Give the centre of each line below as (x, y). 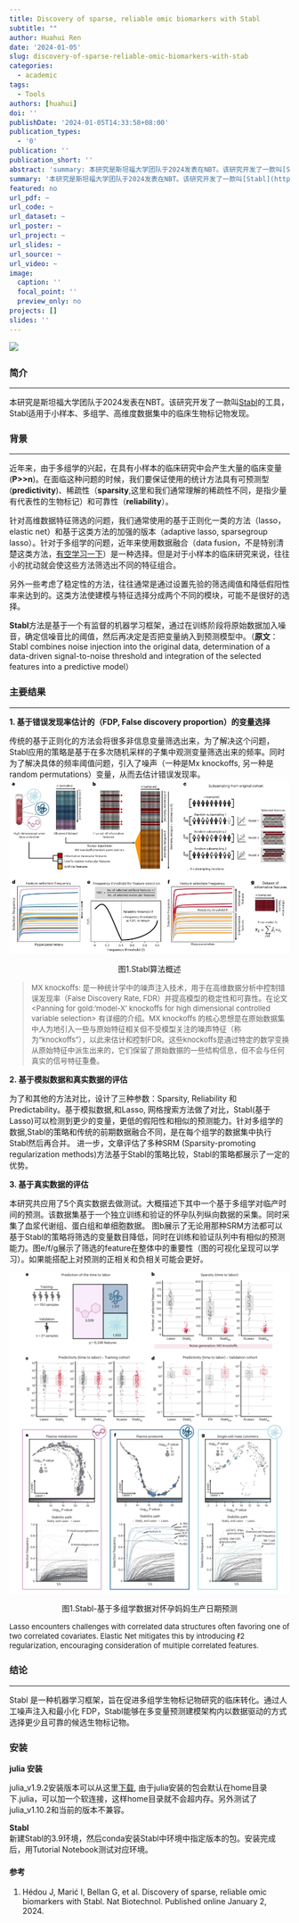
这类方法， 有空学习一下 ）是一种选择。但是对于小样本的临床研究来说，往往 (153, 554)
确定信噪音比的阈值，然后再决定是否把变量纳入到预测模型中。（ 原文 (147, 637)
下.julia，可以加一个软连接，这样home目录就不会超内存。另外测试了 (133, 1799)
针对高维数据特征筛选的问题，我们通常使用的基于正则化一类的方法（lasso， (148, 520)
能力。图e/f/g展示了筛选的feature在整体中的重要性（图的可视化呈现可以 (140, 1248)
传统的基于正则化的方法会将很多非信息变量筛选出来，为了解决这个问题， (141, 740)
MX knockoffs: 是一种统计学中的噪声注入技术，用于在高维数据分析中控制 (154, 987)
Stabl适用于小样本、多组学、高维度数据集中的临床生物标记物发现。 (132, 413)
